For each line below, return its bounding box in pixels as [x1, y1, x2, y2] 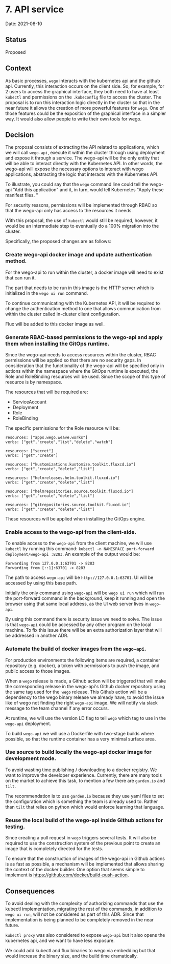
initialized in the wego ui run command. [5, 290, 88, 296]
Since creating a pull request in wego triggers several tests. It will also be [5, 835, 157, 841]
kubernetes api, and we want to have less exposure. [5, 937, 115, 943]
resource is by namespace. [5, 378, 62, 385]
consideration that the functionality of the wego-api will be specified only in [5, 363, 164, 369]
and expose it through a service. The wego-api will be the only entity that [5, 155, 159, 161]
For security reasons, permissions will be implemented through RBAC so [5, 202, 157, 208]
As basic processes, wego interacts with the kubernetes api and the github [5, 77, 160, 84]
